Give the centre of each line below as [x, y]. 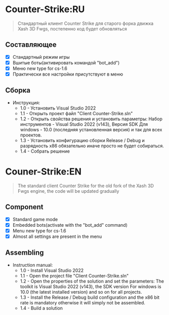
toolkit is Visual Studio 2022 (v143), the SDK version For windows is [91, 286]
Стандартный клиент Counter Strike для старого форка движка [86, 23]
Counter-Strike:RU [45, 9]
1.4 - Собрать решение [45, 151]
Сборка [18, 91]
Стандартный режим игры [41, 57]
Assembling [25, 253]
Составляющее [31, 45]
